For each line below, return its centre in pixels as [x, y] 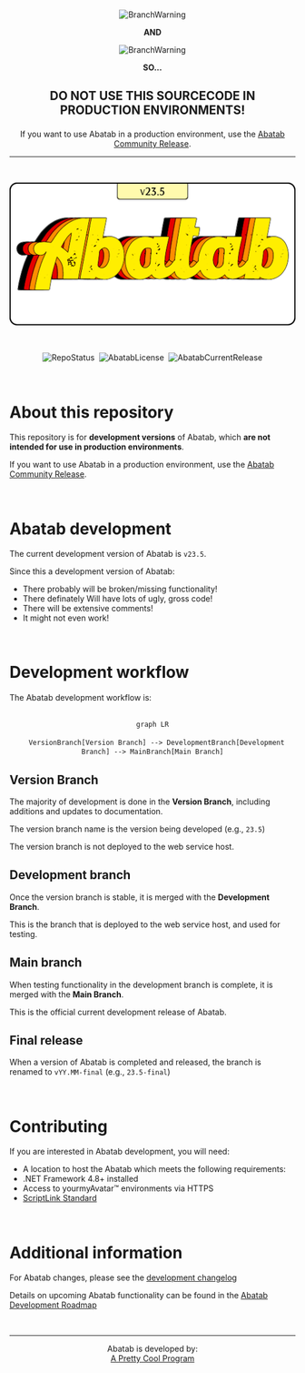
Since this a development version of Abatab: [92, 571]
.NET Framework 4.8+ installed [80, 1179]
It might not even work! [66, 618]
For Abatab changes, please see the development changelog [123, 1277]
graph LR [152, 725]
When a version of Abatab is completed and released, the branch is [135, 1062]
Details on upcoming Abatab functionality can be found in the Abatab [139, 1296]
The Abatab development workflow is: [81, 698]
